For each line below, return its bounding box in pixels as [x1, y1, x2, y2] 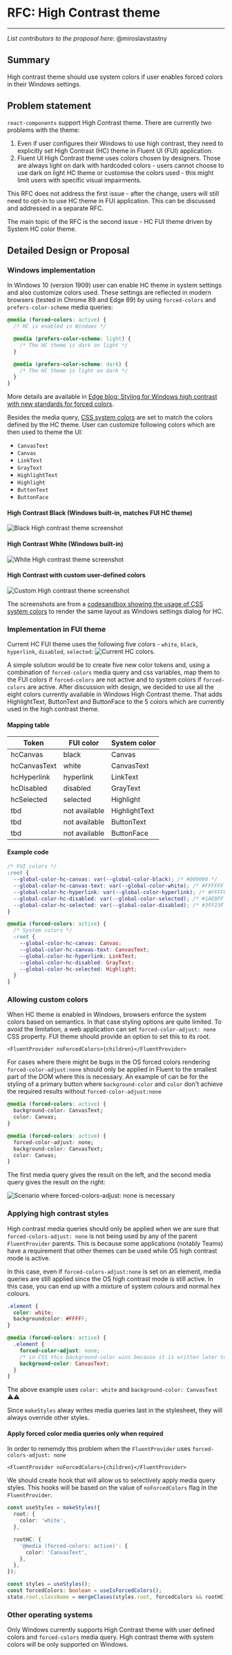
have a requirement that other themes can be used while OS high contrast [7, 1246, 217, 1255]
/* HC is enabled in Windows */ [13, 323, 107, 330]
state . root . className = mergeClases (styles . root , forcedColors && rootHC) [7, 1593, 227, 1600]
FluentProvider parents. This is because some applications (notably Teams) [7, 1239, 224, 1247]
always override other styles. [7, 1414, 90, 1422]
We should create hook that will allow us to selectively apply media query [7, 1476, 216, 1484]
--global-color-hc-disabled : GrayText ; [19, 959, 135, 966]
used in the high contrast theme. [7, 705, 100, 713]
